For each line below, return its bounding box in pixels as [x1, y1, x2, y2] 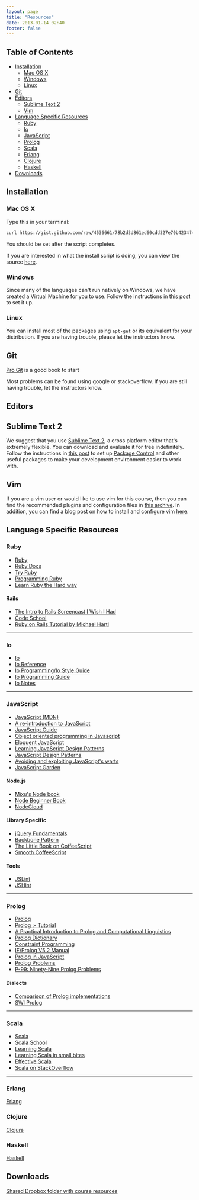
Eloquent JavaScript [14, 739, 65, 746]
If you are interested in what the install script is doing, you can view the [6, 252, 180, 259]
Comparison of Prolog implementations [14, 993, 111, 1000]
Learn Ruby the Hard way [14, 581, 77, 588]
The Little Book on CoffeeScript [14, 842, 92, 849]
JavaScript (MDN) [14, 713, 59, 720]
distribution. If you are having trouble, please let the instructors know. [6, 333, 176, 341]
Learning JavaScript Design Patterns [14, 745, 105, 752]
